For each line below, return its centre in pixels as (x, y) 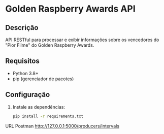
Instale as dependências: (39, 107)
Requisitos (22, 61)
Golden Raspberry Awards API (70, 9)
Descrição (22, 28)
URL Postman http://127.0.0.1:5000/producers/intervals (62, 126)
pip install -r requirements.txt (48, 116)
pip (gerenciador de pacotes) (43, 79)
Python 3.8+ (26, 73)
